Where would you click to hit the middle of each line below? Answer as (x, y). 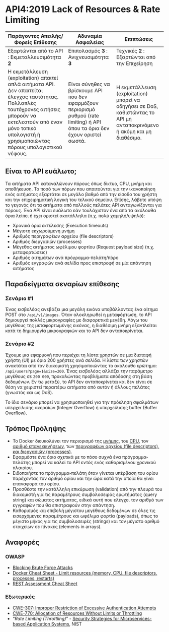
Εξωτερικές (20, 597)
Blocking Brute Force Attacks (43, 567)
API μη (124, 118)
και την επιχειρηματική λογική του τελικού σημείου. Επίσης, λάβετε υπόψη (83, 200)
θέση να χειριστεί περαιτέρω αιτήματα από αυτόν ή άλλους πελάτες (78, 387)
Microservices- (136, 618)
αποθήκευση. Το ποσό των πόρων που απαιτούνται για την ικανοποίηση (80, 189)
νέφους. (18, 153)
